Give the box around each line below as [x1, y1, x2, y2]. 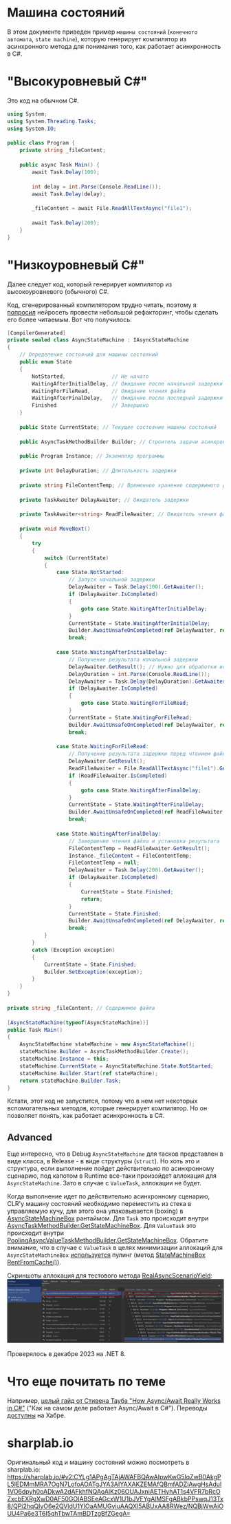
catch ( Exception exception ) [32, 946, 115, 953]
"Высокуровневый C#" [7, 74, 148, 89]
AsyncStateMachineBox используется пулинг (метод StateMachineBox [7, 1251, 206, 1259]
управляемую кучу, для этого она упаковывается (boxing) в [7, 1207, 184, 1216]
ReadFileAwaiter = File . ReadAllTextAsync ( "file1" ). [68, 765, 220, 772]
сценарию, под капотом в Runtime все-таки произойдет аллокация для [7, 1172, 217, 1180]
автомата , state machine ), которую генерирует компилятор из [7, 34, 187, 43]
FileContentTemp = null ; [68, 859, 140, 867]
